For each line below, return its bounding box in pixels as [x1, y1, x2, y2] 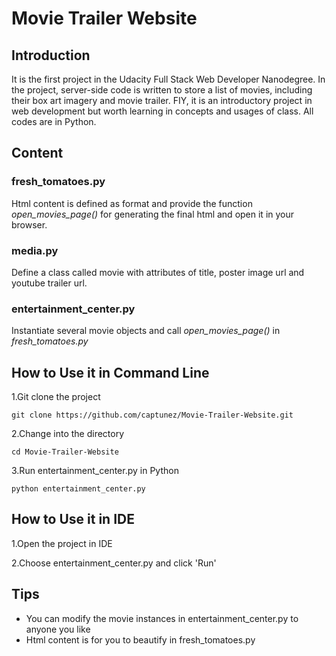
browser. [11, 218, 48, 231]
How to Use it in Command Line [11, 364, 210, 381]
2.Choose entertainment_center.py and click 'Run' [11, 557, 217, 569]
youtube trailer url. [11, 277, 88, 289]
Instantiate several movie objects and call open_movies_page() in [11, 325, 281, 337]
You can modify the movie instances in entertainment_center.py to [25, 612, 299, 624]
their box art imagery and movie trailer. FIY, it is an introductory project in [11, 95, 313, 106]
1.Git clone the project [11, 391, 101, 403]
